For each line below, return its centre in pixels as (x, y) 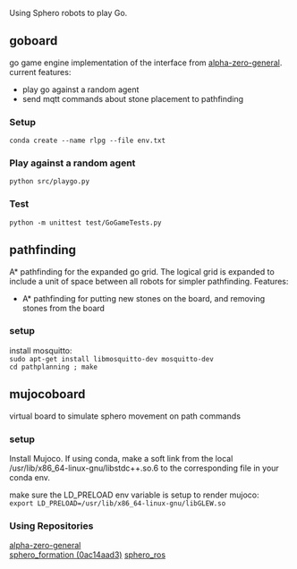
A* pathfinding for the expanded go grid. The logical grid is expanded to (142, 271)
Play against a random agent (72, 163)
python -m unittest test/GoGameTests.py (86, 223)
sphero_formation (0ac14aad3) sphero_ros (88, 555)
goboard (34, 41)
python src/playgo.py (50, 182)
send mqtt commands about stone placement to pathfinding (133, 98)
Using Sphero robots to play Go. (68, 13)
